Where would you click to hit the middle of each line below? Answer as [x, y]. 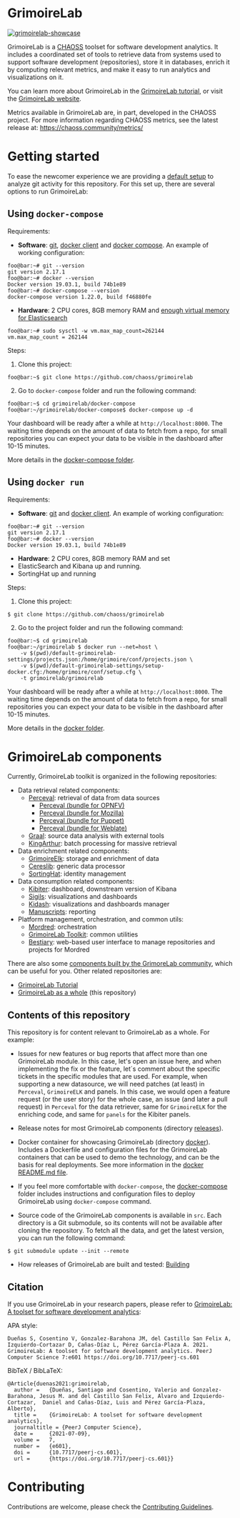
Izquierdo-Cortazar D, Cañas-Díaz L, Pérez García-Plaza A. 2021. [108, 1345]
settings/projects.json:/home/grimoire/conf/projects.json [97, 659]
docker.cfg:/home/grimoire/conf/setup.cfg [71, 672]
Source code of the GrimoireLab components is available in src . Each [120, 1215]
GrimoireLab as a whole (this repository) [77, 993]
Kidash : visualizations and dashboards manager [99, 904]
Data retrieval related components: [69, 790]
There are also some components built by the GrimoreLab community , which [120, 964]
